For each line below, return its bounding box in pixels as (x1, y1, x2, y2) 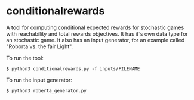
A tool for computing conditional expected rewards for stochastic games (6, 24, 184, 31)
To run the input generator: (6, 76, 73, 83)
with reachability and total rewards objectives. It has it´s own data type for (6, 30, 188, 37)
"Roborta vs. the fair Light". (6, 43, 73, 50)
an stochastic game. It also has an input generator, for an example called (6, 36, 185, 43)
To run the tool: (6, 54, 44, 61)
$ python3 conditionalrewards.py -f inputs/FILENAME (6, 65, 140, 72)
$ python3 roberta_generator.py (6, 87, 87, 93)
